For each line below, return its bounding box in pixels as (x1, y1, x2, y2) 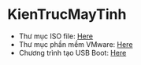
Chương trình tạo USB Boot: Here (18, 48, 127, 57)
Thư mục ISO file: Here (18, 31, 94, 41)
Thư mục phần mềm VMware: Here (18, 39, 133, 49)
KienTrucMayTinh (7, 5, 127, 23)
